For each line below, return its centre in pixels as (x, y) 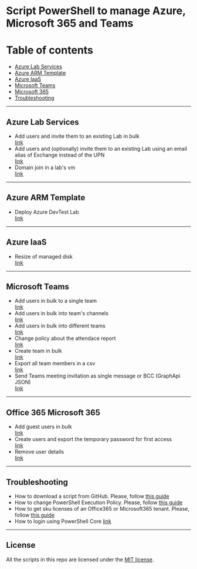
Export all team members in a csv (55, 363)
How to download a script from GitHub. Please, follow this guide (92, 496)
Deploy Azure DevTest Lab (47, 212)
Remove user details (39, 452)
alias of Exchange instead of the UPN (60, 155)
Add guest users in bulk (43, 427)
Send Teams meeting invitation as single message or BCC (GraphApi (97, 376)
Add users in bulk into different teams (60, 326)
